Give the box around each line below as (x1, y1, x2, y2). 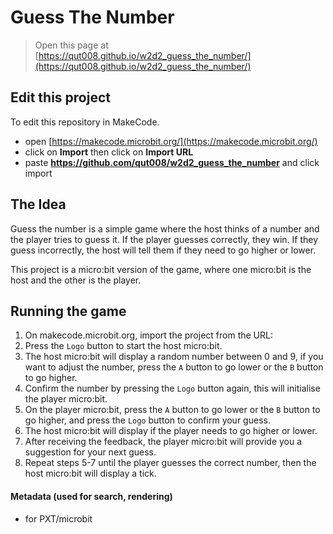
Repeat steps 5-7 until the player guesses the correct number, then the (24, 457, 317, 469)
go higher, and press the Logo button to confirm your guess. (24, 414, 271, 426)
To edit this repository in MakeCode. (10, 116, 160, 128)
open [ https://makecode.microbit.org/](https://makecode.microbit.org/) (24, 135, 318, 147)
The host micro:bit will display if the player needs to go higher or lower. (24, 425, 318, 437)
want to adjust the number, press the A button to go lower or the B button (24, 361, 324, 373)
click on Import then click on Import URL (24, 146, 194, 158)
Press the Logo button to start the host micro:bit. (24, 340, 223, 352)
